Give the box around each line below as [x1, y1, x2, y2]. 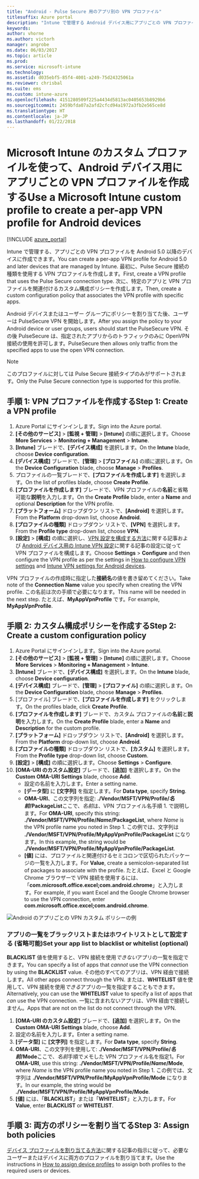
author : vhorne [6, 31, 44, 37]
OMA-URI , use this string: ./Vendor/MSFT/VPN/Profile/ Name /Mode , [15, 1059, 185, 1066]
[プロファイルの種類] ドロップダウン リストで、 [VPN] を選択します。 [15, 521, 183, 528]
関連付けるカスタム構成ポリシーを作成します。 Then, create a [32, 285, 181, 292]
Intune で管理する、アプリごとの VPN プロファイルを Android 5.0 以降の [6, 248, 182, 255]
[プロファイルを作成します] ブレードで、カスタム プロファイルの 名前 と [15, 710, 188, 717]
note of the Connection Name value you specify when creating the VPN [6, 581, 182, 588]
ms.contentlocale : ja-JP [6, 113, 68, 119]
